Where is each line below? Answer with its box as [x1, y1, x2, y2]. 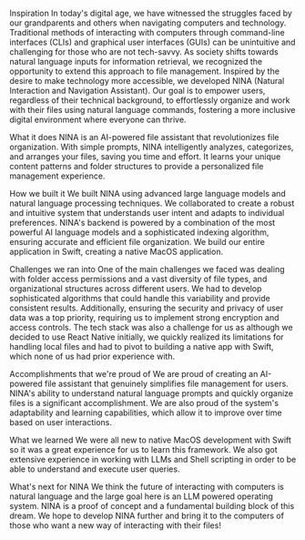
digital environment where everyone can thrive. [9, 114, 187, 125]
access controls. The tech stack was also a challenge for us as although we [9, 322, 293, 332]
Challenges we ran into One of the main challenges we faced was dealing [9, 264, 285, 274]
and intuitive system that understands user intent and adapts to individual [9, 208, 285, 218]
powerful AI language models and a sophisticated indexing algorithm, [9, 227, 269, 238]
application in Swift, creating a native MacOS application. [9, 246, 224, 257]
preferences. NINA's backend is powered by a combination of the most [9, 218, 276, 228]
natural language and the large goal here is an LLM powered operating [9, 491, 273, 502]
